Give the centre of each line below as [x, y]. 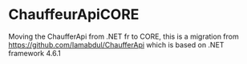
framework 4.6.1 [35, 53]
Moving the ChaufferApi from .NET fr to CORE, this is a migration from [123, 36]
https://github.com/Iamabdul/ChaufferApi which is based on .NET [116, 44]
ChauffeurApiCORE [74, 15]
